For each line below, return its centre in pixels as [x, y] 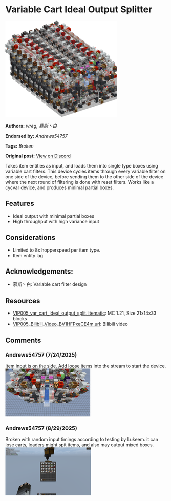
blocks [20, 319]
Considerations [30, 237]
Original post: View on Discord [38, 156]
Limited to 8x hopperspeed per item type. [57, 250]
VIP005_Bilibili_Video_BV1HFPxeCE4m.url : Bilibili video [70, 324]
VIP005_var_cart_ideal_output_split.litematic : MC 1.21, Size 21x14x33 [84, 313]
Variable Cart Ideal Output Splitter [79, 9]
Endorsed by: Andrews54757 [36, 136]
